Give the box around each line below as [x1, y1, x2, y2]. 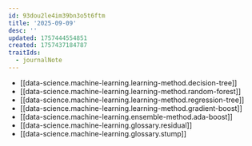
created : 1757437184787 [8, 41, 88, 49]
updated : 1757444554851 [8, 34, 88, 42]
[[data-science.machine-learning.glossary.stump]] [19, 128, 186, 138]
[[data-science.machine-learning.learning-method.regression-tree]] [19, 95, 245, 105]
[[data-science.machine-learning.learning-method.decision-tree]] [19, 77, 238, 88]
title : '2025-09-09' [8, 19, 78, 27]
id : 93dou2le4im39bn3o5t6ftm [8, 11, 106, 20]
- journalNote [15, 57, 62, 65]
